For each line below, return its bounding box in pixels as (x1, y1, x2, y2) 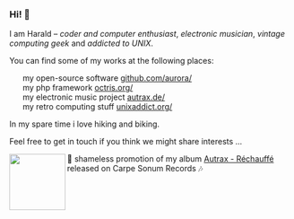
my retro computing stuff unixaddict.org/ (22, 101, 173, 112)
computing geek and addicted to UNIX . (9, 38, 154, 48)
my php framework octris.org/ (22, 83, 134, 93)
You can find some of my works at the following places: (9, 56, 214, 66)
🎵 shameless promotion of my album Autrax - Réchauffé (66, 153, 274, 164)
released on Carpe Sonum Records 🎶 (66, 163, 203, 174)
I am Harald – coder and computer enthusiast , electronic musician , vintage (9, 29, 285, 39)
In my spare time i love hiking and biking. (9, 118, 160, 129)
